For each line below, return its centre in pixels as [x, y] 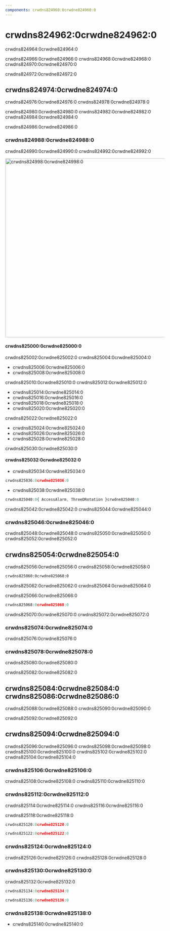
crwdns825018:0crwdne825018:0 [48, 403]
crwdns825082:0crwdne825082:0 [41, 672]
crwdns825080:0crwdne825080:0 [41, 663]
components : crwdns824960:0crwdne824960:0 [51, 10]
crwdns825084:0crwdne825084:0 [62, 688]
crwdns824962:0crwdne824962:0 [81, 35]
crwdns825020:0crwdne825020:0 [49, 408]
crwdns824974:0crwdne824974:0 [61, 90]
